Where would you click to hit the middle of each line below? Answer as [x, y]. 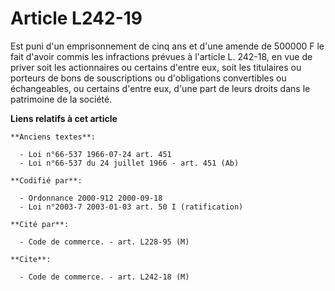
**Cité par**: [40, 224]
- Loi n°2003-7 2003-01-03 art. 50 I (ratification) [131, 207]
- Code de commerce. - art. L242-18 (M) [104, 277]
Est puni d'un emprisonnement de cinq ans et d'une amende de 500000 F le [167, 46]
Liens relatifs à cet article [64, 118]
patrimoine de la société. [61, 99]
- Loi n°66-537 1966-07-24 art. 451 [95, 154]
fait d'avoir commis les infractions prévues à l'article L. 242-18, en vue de [161, 56]
